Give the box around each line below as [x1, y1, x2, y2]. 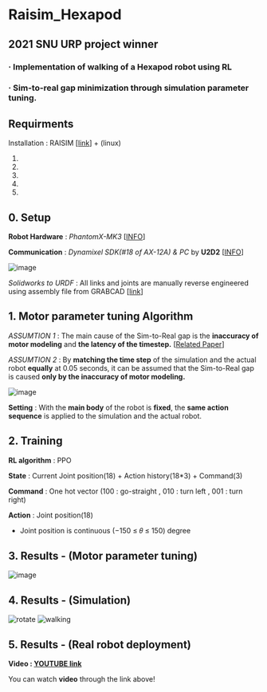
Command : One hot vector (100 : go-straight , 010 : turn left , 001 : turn [8, 486, 243, 496]
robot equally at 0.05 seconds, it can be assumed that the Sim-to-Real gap [8, 363, 255, 372]
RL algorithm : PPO [8, 455, 72, 465]
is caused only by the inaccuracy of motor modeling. [8, 372, 186, 381]
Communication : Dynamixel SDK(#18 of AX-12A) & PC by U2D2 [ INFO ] [8, 247, 245, 257]
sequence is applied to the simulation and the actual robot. [8, 411, 202, 420]
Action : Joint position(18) [8, 510, 94, 520]
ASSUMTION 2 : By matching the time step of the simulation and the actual [8, 355, 257, 364]
